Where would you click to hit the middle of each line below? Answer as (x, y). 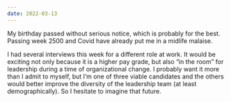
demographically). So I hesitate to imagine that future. (84, 91)
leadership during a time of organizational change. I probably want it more (113, 69)
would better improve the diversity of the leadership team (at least (102, 83)
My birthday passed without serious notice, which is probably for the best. (114, 33)
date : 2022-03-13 (32, 14)
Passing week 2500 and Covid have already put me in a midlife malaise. (110, 41)
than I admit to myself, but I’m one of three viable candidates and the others (115, 76)
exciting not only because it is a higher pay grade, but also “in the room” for (115, 61)
